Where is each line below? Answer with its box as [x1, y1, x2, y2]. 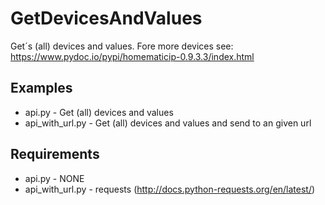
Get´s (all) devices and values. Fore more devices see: [10, 40, 234, 52]
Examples [10, 80, 73, 97]
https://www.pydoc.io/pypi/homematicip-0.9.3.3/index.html [10, 50, 255, 62]
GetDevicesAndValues [10, 7, 203, 30]
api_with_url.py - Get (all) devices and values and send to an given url [24, 117, 312, 129]
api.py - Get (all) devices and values [24, 106, 174, 118]
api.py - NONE [24, 172, 85, 184]
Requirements [10, 146, 100, 163]
